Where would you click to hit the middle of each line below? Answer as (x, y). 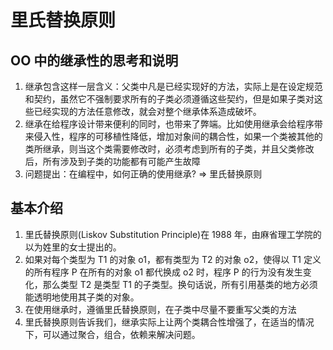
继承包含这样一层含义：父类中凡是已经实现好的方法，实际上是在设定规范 (173, 86)
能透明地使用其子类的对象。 (82, 297)
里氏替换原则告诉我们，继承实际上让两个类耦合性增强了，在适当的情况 (169, 322)
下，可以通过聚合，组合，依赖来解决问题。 (112, 334)
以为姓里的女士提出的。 (73, 247)
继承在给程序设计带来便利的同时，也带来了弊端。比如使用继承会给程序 (169, 124)
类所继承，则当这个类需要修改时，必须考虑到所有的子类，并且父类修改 (169, 149)
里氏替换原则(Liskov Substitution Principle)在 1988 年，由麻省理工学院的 (173, 234)
